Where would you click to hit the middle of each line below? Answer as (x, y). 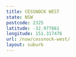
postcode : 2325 (25, 23)
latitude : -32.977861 (33, 28)
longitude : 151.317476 (34, 34)
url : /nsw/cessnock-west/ (38, 39)
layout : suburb (25, 45)
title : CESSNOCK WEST (33, 12)
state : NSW (20, 17)
